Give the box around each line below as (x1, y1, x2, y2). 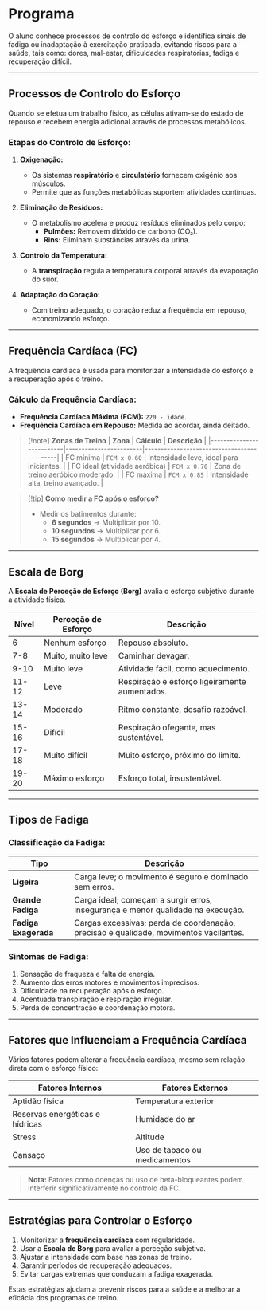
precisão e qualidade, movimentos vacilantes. (74, 926, 245, 938)
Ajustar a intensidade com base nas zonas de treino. (19, 1252, 192, 1261)
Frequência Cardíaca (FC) (8, 344, 137, 358)
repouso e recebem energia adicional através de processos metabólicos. (8, 116, 247, 126)
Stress (12, 1131, 37, 1143)
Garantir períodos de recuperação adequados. (19, 1261, 172, 1270)
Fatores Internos (37, 1082, 102, 1093)
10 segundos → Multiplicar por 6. (51, 526, 161, 536)
